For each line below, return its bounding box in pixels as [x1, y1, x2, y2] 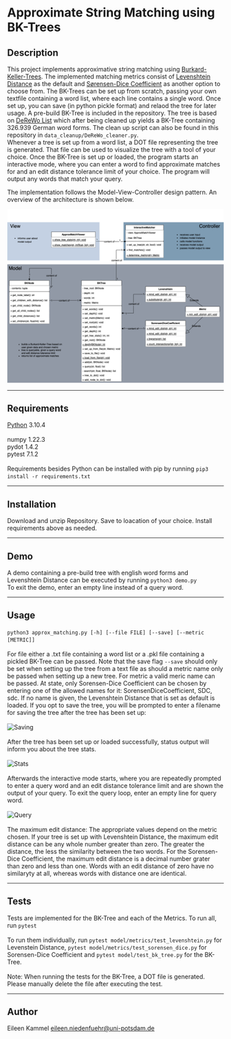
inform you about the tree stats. [7, 745, 96, 753]
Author [7, 1006, 38, 1018]
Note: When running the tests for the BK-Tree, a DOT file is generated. [7, 972, 205, 981]
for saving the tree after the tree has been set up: [7, 708, 146, 716]
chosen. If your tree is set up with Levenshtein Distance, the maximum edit [7, 833, 219, 841]
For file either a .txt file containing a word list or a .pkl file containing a [7, 650, 205, 658]
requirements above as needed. [7, 524, 98, 533]
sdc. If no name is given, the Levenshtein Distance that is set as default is [7, 694, 215, 702]
